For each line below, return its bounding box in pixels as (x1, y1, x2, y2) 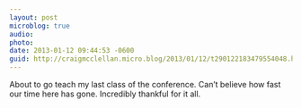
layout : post (9, 12, 58, 22)
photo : (9, 37, 34, 47)
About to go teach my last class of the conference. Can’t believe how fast (9, 79, 281, 89)
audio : (9, 29, 34, 38)
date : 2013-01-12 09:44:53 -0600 (9, 46, 135, 55)
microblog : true (9, 21, 70, 30)
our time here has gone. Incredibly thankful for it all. (9, 88, 201, 99)
